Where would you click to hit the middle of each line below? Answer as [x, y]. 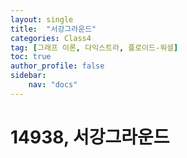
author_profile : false [57, 66]
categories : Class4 [51, 38]
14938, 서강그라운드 [90, 137]
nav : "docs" [53, 85]
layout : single [42, 19]
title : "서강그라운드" [53, 29]
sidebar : [28, 76]
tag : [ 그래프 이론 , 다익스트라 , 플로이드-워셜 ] [94, 47]
